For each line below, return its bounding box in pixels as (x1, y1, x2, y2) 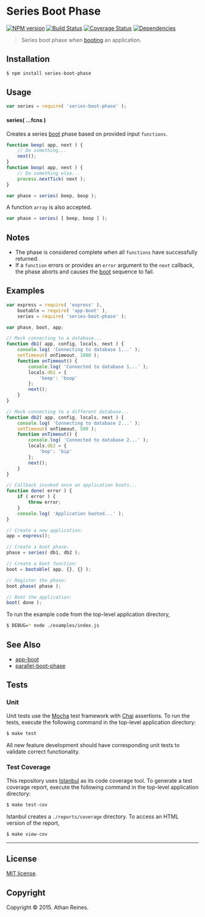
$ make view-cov (6, 831, 48, 837)
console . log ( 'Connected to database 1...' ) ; (28, 363, 149, 370)
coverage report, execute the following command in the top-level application (6, 783, 199, 791)
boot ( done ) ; (6, 600, 43, 606)
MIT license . (6, 870, 38, 877)
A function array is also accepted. (6, 203, 92, 211)
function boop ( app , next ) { (6, 165, 84, 171)
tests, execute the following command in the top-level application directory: (6, 719, 196, 726)
